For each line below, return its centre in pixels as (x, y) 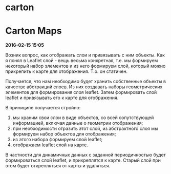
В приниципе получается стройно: (43, 108)
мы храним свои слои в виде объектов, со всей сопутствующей (83, 118)
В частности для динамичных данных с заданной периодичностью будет (86, 155)
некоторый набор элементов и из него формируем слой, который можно (85, 66)
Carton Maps (34, 31)
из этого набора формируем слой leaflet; (58, 140)
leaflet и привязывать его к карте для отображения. (62, 98)
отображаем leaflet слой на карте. (50, 145)
